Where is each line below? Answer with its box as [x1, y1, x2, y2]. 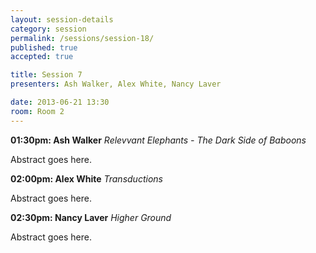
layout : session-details [10, 14, 114, 25]
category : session [10, 24, 87, 34]
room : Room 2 [10, 106, 65, 116]
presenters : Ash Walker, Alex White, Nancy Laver [10, 79, 222, 90]
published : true [10, 42, 78, 53]
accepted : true [10, 52, 74, 62]
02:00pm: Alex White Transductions [10, 172, 163, 185]
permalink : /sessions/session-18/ [10, 33, 155, 43]
